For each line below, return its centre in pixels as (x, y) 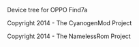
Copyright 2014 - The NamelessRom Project (69, 36)
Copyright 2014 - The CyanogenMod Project (69, 23)
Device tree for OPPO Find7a (47, 10)
